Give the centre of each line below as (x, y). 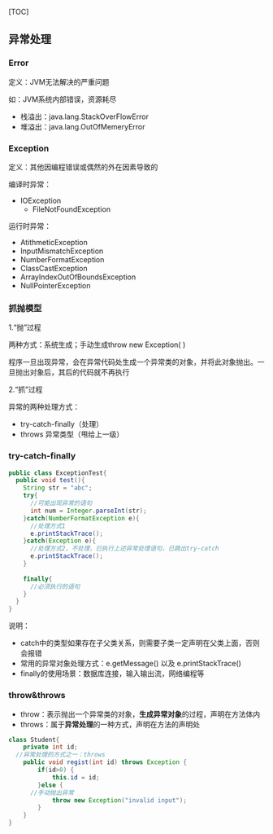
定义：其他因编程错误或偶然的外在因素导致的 (83, 167)
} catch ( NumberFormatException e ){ (81, 518)
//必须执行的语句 (55, 586)
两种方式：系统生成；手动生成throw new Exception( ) (97, 345)
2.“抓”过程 (26, 389)
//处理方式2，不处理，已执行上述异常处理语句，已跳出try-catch (124, 549)
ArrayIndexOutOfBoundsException (78, 277)
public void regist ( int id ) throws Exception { (105, 762)
